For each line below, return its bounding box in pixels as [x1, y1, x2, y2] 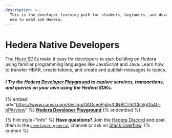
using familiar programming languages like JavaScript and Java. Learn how [5, 61, 164, 67]
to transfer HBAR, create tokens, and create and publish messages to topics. [5, 67, 167, 73]
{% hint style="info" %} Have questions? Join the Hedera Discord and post [5, 117, 165, 123]
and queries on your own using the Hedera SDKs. [5, 84, 113, 90]
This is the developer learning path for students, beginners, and [10, 12, 157, 17]
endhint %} [5, 127, 29, 133]
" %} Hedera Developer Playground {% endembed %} [25, 107, 141, 113]
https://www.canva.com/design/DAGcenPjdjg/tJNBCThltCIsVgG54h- [15, 101, 161, 107]
